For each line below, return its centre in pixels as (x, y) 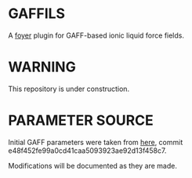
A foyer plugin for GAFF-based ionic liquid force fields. (96, 35)
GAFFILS (36, 14)
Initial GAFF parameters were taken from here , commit (96, 142)
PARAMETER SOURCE (81, 120)
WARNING (42, 67)
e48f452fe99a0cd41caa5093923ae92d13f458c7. (87, 151)
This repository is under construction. (69, 89)
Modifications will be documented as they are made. (93, 165)
